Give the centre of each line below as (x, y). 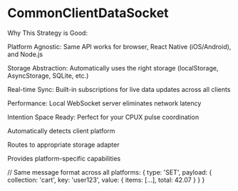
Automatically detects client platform (61, 130)
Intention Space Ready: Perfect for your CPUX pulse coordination (103, 117)
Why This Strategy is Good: (47, 33)
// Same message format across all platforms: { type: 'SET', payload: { (110, 172)
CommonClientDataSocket (88, 13)
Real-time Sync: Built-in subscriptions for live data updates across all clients (119, 89)
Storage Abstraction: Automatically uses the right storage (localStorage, (113, 68)
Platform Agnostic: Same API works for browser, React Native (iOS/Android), (119, 46)
